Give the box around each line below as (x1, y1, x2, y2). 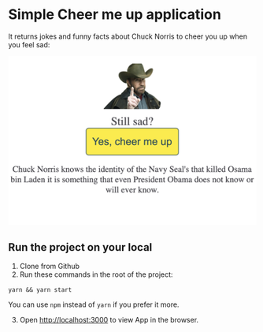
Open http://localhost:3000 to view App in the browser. (19, 315, 199, 325)
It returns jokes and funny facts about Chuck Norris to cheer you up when (8, 32, 248, 41)
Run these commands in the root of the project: (19, 270, 173, 279)
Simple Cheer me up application (8, 6, 222, 24)
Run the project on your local (8, 241, 153, 254)
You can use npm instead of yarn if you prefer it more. (8, 300, 180, 309)
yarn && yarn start (8, 286, 72, 294)
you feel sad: (8, 39, 50, 49)
